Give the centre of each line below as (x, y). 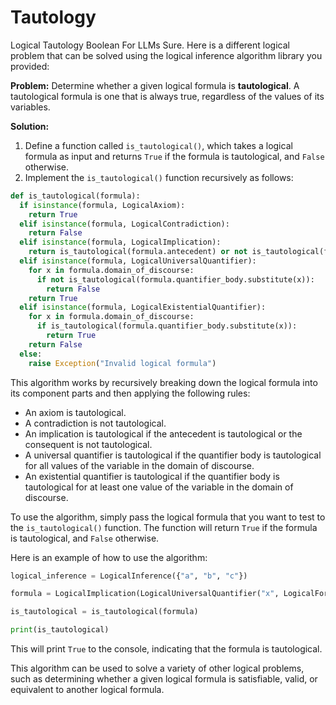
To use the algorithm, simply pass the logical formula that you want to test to (168, 517)
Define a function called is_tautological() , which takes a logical (158, 145)
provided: (30, 66)
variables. (30, 107)
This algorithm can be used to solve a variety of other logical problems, (157, 668)
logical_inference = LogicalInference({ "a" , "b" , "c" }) (129, 576)
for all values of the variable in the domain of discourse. (139, 465)
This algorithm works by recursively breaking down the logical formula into (164, 382)
